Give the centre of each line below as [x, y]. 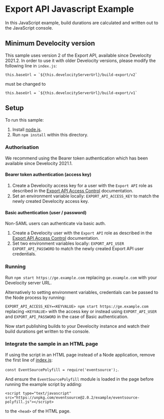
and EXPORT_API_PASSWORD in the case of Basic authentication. [67, 317]
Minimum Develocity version [50, 44]
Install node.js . [27, 129]
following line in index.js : [31, 65]
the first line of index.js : [29, 360]
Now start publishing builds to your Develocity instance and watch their [78, 326]
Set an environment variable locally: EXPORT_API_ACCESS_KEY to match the [85, 196]
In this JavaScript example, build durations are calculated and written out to [82, 23]
